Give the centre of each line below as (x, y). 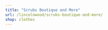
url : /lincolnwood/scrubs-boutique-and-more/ (54, 15)
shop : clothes (20, 19)
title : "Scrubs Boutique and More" (43, 10)
